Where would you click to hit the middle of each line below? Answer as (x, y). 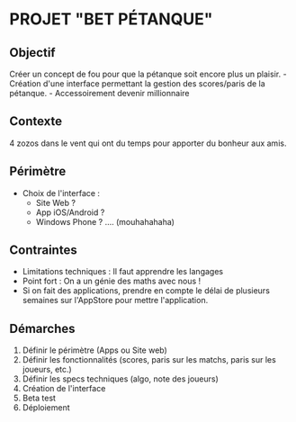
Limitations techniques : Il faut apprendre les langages (122, 272)
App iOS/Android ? (70, 212)
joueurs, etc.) (47, 370)
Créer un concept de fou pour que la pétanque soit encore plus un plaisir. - (148, 74)
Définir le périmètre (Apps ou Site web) (95, 350)
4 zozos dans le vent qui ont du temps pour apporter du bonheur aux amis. (148, 143)
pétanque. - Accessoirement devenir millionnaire (99, 93)
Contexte (36, 121)
